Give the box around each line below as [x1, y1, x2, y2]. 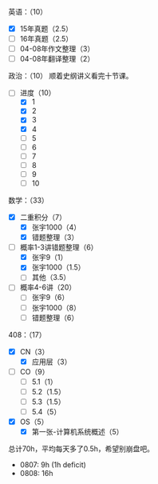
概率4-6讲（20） [19, 282, 77, 292]
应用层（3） [31, 357, 72, 366]
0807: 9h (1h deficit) [19, 460, 86, 470]
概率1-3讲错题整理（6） [19, 242, 98, 252]
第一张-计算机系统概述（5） [31, 427, 124, 437]
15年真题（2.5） [19, 24, 73, 34]
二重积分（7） [19, 212, 66, 222]
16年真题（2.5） [19, 34, 73, 44]
